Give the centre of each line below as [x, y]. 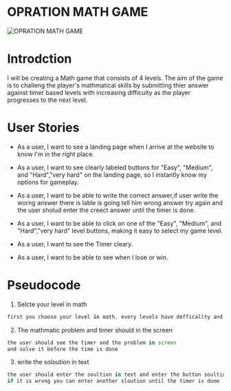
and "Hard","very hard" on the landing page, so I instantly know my [112, 175]
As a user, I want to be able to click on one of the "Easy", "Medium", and [119, 223]
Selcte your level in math [52, 304]
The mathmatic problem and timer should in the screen [95, 330]
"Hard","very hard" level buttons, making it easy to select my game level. [120, 231]
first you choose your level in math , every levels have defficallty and [115, 317]
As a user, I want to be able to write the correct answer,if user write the [118, 195]
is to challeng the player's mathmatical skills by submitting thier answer [108, 85]
